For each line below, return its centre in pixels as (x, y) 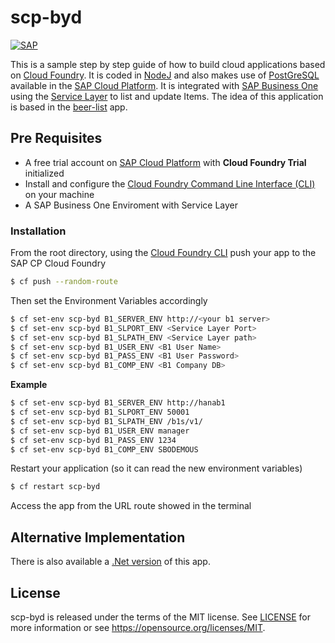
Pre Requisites (56, 138)
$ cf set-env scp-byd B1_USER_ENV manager (100, 431)
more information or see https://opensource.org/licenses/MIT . (138, 627)
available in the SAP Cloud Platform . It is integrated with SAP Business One (164, 85)
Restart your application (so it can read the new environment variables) (156, 468)
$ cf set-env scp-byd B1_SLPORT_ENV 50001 (100, 412)
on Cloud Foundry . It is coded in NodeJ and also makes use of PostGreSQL (165, 75)
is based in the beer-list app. (69, 107)
